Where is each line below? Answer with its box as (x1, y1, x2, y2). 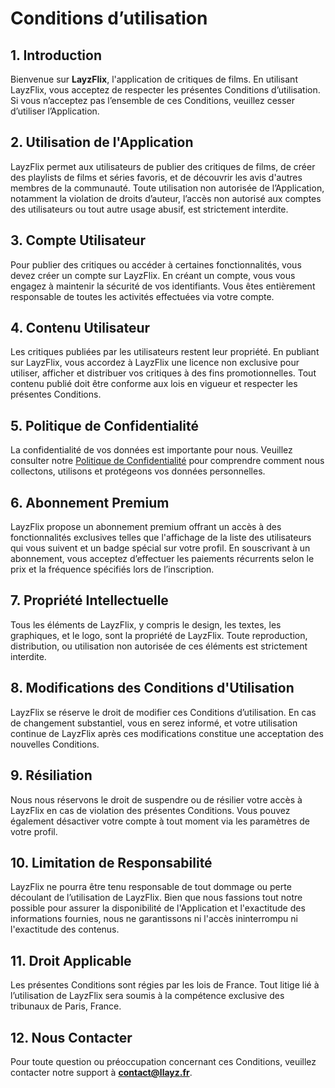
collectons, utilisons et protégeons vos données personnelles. (10, 465, 266, 477)
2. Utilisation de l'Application (10, 134, 194, 151)
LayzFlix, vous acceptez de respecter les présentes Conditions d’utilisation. (10, 84, 321, 96)
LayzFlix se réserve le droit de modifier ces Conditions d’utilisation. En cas (10, 706, 317, 718)
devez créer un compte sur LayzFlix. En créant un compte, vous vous (10, 269, 296, 281)
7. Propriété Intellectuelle (10, 592, 169, 609)
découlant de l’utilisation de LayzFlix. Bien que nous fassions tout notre (10, 892, 303, 904)
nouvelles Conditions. (10, 738, 100, 750)
